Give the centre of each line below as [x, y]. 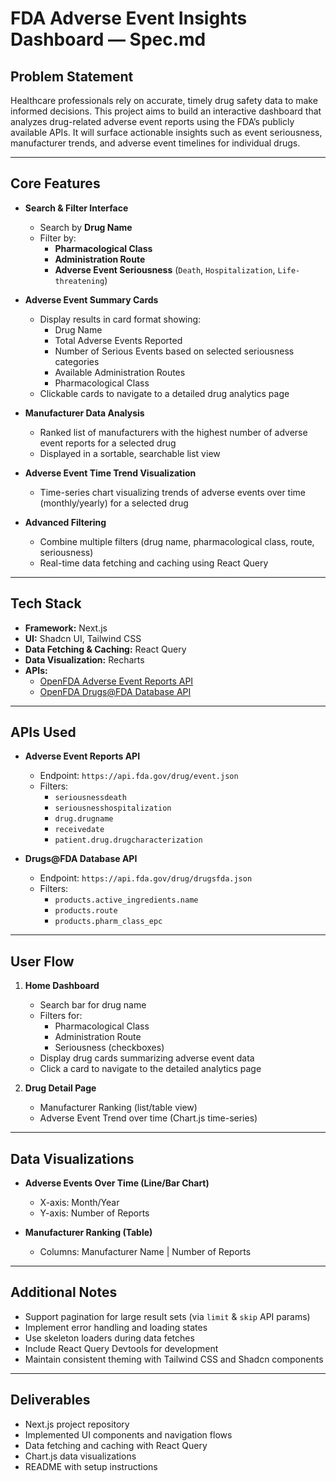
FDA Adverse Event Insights [129, 18]
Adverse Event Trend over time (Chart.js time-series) [148, 1118]
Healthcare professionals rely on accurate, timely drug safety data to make [164, 100]
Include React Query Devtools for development [121, 1348]
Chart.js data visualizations [80, 1456]
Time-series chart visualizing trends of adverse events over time [173, 492]
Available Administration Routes [120, 372]
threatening [79, 281]
